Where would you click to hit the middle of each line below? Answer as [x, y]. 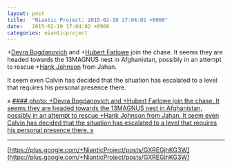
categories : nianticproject [48, 33]
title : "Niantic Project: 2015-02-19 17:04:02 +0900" [88, 20]
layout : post [26, 13]
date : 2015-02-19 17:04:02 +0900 [58, 26]
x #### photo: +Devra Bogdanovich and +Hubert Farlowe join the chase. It [113, 101]
